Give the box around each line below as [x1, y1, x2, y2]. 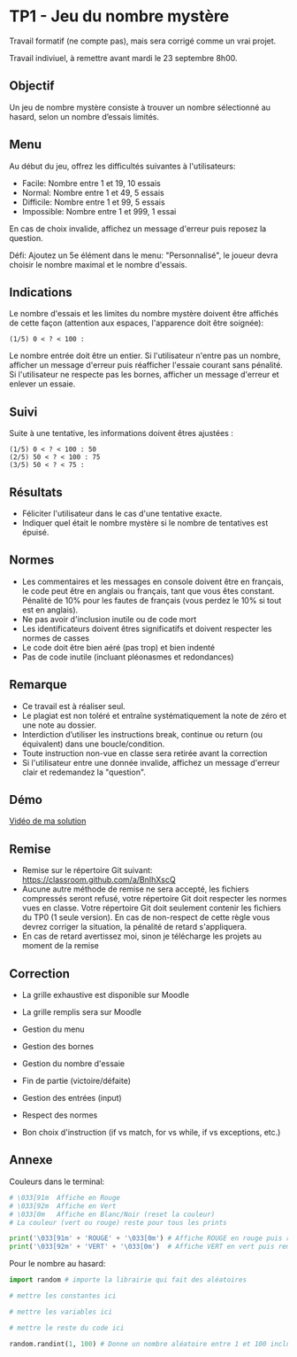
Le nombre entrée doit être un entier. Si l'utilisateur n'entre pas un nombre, [9, 350, 281, 361]
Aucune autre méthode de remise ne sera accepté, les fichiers [21, 884, 249, 894]
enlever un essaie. [9, 378, 76, 389]
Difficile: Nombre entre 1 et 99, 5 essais [21, 197, 165, 207]
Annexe [9, 1152, 53, 1167]
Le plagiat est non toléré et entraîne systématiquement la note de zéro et [21, 710, 287, 721]
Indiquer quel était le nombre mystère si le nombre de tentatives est [21, 518, 269, 528]
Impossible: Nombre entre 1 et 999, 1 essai [21, 206, 177, 216]
